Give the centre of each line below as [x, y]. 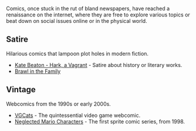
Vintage [21, 90]
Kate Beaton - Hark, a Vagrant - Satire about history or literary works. [98, 65]
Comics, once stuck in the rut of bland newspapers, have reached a [88, 9]
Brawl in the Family [38, 71]
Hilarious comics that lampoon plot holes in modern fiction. [77, 53]
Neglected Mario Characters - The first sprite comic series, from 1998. [100, 121]
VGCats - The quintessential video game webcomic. [77, 115]
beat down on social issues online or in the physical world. [77, 21]
